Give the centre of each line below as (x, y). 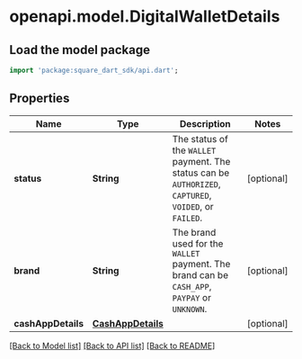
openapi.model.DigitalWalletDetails (145, 17)
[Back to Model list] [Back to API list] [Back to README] (112, 346)
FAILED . (187, 218)
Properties (40, 99)
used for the (198, 243)
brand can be (200, 274)
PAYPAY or (191, 297)
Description (205, 123)
